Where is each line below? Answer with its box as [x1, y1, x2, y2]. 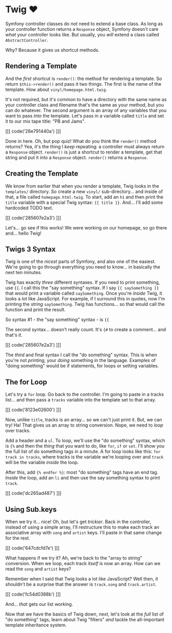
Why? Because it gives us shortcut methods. [5, 47, 100, 53]
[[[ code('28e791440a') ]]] [5, 128, 61, 134]
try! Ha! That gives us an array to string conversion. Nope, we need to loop [5, 422, 163, 428]
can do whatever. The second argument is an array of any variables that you [5, 107, 167, 113]
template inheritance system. [5, 622, 67, 628]
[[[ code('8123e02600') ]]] [5, 407, 62, 413]
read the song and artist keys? [5, 566, 71, 572]
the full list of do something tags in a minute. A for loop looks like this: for [5, 448, 161, 455]
